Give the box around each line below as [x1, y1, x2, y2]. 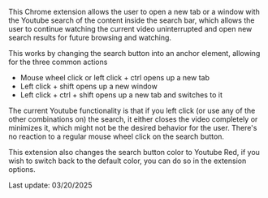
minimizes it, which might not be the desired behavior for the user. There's [8, 123, 257, 132]
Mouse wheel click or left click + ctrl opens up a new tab [19, 73, 210, 82]
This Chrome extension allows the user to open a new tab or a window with [8, 7, 260, 16]
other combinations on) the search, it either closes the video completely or [8, 114, 258, 124]
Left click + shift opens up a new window [19, 81, 158, 91]
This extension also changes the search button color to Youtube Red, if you [8, 148, 260, 157]
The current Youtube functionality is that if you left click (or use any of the [8, 105, 256, 115]
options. [8, 165, 37, 174]
